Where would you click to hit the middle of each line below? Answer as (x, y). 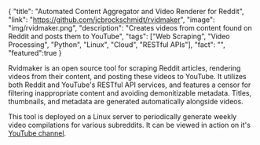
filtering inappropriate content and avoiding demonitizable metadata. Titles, (130, 93)
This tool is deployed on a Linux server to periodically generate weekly (123, 116)
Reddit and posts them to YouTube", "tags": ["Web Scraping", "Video (119, 36)
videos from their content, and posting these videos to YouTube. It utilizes (127, 76)
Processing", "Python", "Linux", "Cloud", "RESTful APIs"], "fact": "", (117, 45)
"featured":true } (35, 53)
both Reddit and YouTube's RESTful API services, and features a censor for (130, 85)
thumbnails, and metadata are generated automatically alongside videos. (126, 101)
